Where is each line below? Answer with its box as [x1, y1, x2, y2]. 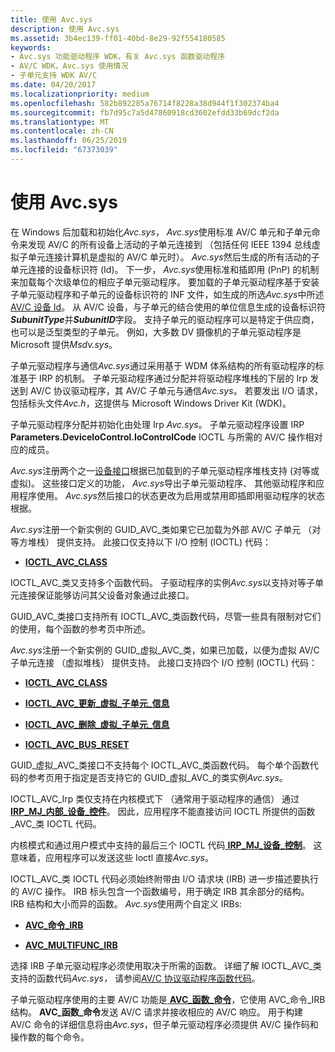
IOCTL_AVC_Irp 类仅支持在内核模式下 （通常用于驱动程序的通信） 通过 [10, 792, 300, 805]
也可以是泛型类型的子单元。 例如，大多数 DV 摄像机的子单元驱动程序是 [10, 326, 302, 338]
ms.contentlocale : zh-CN [10, 126, 114, 136]
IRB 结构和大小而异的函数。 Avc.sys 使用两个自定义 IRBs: [10, 897, 243, 910]
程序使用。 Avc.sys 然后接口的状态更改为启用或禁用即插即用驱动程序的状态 [18, 489, 325, 501]
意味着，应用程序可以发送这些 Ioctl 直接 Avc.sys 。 [10, 851, 214, 863]
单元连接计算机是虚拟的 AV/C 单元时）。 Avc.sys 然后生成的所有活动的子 [27, 251, 320, 263]
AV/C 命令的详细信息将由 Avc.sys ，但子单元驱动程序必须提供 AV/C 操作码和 [10, 1018, 319, 1030]
